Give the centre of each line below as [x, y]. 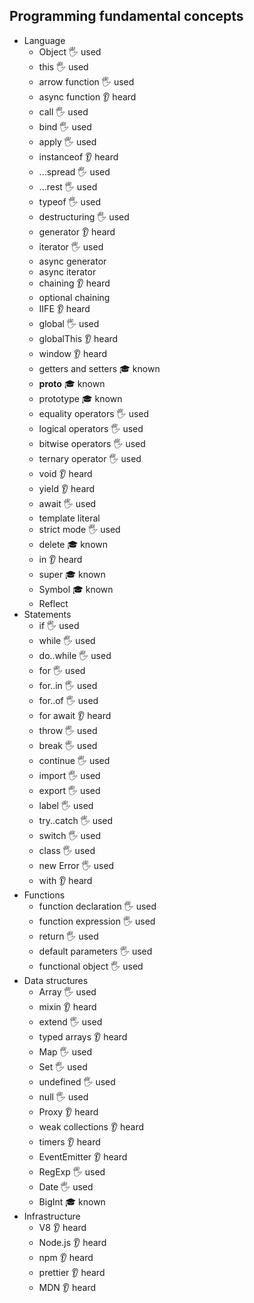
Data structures [56, 980]
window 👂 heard [73, 353]
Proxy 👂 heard [68, 1111]
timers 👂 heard [69, 1141]
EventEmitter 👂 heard [83, 1156]
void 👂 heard [65, 473]
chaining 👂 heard [74, 283]
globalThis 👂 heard [78, 338]
